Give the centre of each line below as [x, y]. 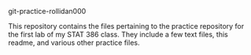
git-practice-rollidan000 [47, 11]
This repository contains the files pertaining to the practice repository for [126, 26]
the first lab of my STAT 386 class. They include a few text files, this [118, 34]
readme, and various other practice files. [74, 43]
